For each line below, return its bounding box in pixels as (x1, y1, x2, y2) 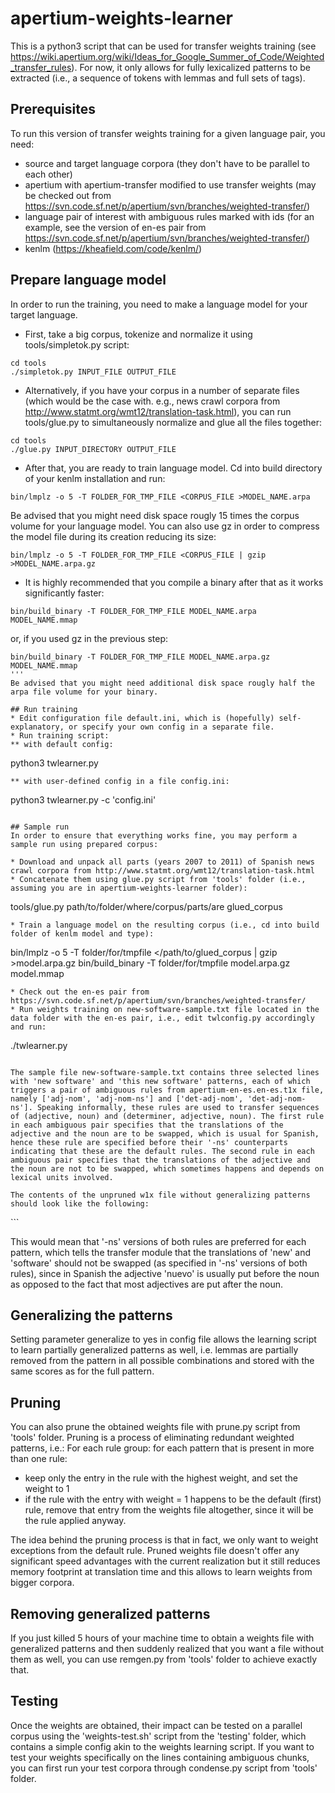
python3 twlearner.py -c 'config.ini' (10, 793, 157, 806)
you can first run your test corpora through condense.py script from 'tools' (10, 1762, 318, 1774)
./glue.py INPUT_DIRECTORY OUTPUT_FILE (10, 444, 177, 454)
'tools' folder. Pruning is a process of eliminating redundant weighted (10, 1432, 295, 1444)
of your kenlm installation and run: (24, 472, 166, 484)
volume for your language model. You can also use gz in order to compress (10, 520, 320, 532)
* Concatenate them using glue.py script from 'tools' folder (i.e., (10, 874, 307, 884)
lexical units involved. (10, 1172, 114, 1182)
